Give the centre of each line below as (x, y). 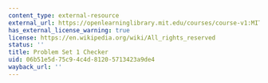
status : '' (26, 45)
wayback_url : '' (35, 67)
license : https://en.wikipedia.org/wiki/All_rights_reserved (112, 38)
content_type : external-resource (64, 15)
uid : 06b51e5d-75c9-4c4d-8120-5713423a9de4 (82, 60)
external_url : (32, 23)
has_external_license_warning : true (69, 30)
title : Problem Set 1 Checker (59, 52)
